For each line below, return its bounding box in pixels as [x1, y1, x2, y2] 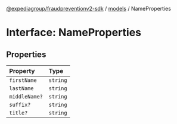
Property [9, 67, 35, 75]
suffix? [9, 101, 31, 108]
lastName [9, 85, 34, 91]
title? [9, 110, 28, 116]
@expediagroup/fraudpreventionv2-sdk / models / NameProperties [6, 5, 172, 12]
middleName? [9, 93, 44, 100]
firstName [9, 77, 37, 84]
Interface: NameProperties [6, 26, 142, 39]
